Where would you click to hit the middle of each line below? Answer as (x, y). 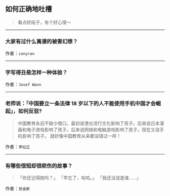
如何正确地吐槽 (29, 9)
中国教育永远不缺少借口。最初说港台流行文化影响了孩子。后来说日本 (89, 123)
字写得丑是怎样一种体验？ (36, 72)
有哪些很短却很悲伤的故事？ (39, 166)
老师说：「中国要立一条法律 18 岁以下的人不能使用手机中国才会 (80, 104)
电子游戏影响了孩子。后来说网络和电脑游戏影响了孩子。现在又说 (93, 129)
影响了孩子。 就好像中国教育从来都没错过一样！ (72, 136)
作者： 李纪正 (18, 146)
